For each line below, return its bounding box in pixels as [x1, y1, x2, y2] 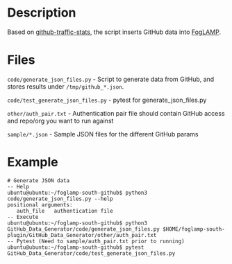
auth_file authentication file [16, 207, 113, 214]
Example [7, 155, 58, 170]
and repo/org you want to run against [7, 116, 114, 125]
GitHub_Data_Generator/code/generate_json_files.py [7, 225, 160, 233]
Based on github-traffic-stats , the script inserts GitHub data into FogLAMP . [7, 28, 221, 36]
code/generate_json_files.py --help [7, 195, 113, 202]
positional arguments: [7, 201, 73, 209]
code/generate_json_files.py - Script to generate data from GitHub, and [7, 75, 215, 83]
